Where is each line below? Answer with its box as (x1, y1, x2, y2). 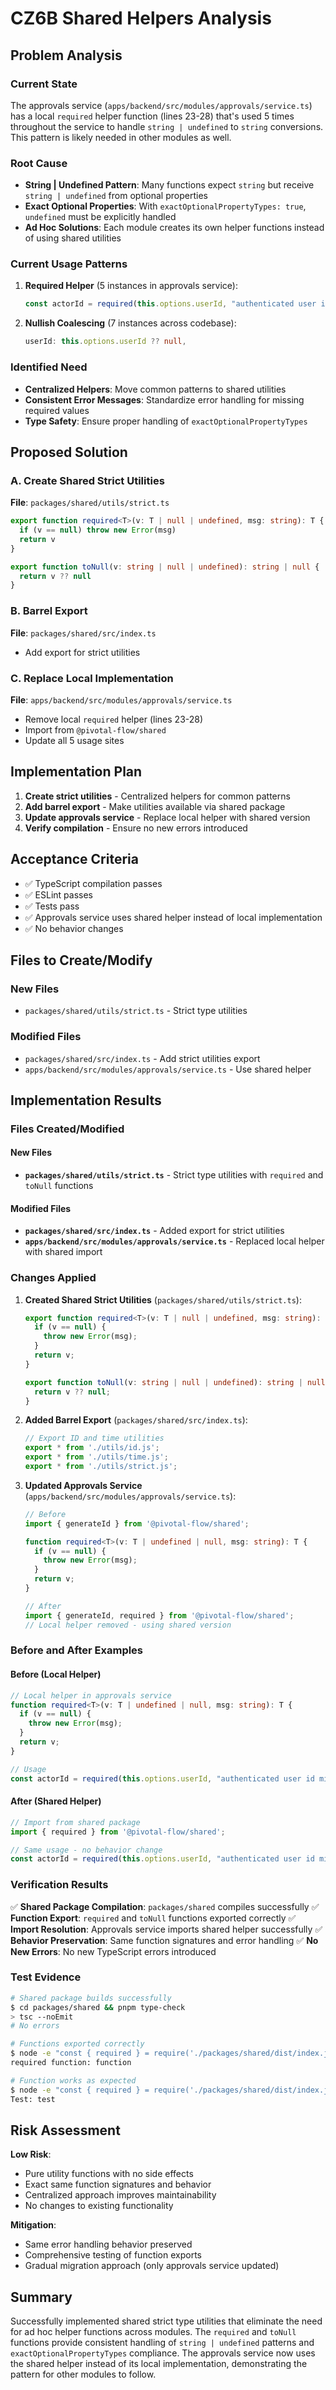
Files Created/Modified (10, 1122, 125, 1136)
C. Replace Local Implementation (10, 671, 174, 685)
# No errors (10, 2021, 60, 2031)
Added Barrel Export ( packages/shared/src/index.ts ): (24, 1414, 248, 1426)
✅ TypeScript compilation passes (24, 877, 163, 889)
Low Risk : (10, 2148, 52, 2161)
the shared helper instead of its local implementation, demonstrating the (10, 2358, 308, 2370)
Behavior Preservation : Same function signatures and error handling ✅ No (10, 1934, 319, 1946)
